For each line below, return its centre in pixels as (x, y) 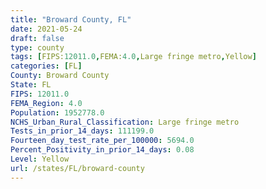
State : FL (31, 85)
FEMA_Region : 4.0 (46, 103)
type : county (37, 47)
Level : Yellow (40, 159)
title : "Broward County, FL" (71, 19)
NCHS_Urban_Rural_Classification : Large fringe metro (125, 122)
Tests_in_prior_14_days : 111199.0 (82, 131)
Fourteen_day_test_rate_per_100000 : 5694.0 (102, 141)
